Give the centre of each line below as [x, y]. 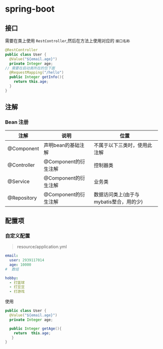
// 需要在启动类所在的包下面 [30, 68]
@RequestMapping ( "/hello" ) [37, 73]
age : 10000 [20, 265]
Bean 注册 [17, 122]
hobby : [12, 278]
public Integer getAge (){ [36, 329]
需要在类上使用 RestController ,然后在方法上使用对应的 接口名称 [67, 41]
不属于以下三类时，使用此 [123, 146]
